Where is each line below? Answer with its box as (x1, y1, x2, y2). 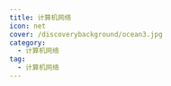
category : (9, 38, 47, 47)
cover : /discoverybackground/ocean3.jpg (9, 30, 164, 39)
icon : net (9, 21, 47, 30)
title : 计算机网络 (9, 13, 72, 22)
